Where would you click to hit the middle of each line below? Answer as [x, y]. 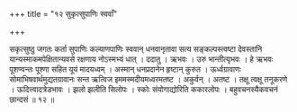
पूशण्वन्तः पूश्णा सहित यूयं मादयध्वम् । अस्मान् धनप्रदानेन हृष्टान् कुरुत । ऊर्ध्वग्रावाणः [125, 69]
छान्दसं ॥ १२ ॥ [32, 99]
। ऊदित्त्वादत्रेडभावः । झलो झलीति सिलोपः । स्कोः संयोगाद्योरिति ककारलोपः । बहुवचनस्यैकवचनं [144, 89]
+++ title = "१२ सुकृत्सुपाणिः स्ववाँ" [63, 14]
